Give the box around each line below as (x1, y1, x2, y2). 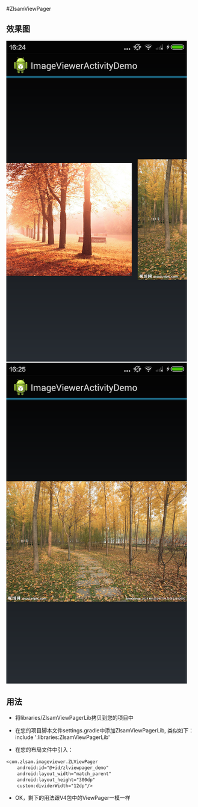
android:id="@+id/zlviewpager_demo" (17, 764, 110, 771)
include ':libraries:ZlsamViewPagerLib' (14, 734, 110, 741)
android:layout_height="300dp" (17, 776, 96, 783)
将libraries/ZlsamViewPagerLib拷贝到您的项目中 (14, 714, 134, 721)
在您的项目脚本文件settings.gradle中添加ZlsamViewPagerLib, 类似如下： (14, 726, 194, 734)
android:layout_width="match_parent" (17, 770, 112, 777)
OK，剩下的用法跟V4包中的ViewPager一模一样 (14, 794, 131, 801)
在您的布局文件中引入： (14, 746, 73, 753)
